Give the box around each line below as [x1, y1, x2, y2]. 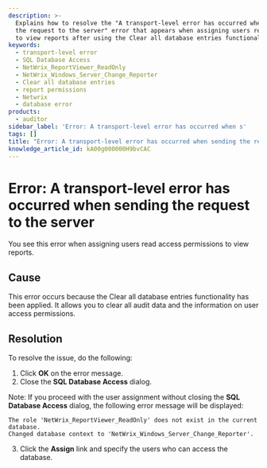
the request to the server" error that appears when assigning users [15, 26, 250, 34]
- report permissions [15, 85, 87, 94]
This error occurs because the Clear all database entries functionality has [8, 292, 250, 302]
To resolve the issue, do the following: [8, 353, 133, 362]
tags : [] [8, 130, 37, 138]
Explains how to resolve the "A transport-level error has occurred [15, 19, 247, 27]
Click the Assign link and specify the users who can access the [19, 443, 228, 454]
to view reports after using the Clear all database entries [15, 33, 222, 42]
